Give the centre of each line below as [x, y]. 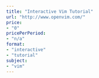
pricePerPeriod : [26, 33]
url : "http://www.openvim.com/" [46, 17]
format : [16, 45]
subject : [17, 60]
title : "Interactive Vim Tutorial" [50, 11]
